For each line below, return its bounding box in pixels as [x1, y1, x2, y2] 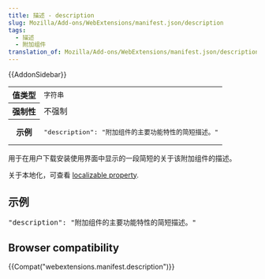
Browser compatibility [8, 241, 120, 255]
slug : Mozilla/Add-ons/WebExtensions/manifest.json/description [8, 19, 224, 27]
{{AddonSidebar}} [8, 70, 67, 79]
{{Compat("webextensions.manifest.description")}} [8, 262, 175, 272]
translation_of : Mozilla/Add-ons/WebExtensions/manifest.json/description [8, 48, 259, 56]
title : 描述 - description [8, 11, 95, 20]
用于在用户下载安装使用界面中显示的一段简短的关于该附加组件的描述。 [8, 153, 237, 162]
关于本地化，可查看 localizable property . [8, 170, 140, 180]
